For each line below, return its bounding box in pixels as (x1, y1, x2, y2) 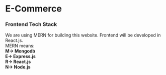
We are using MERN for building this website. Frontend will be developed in (5, 32, 161, 38)
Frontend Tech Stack (5, 21, 57, 28)
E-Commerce (5, 3, 62, 14)
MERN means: (5, 43, 35, 49)
